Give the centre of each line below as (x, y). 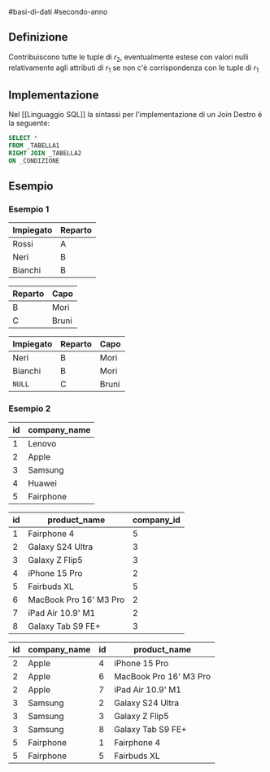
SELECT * (23, 138)
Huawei (42, 483)
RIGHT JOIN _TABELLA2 (45, 153)
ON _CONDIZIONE (34, 161)
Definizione (38, 37)
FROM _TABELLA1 (34, 146)
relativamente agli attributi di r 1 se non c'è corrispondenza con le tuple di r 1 (133, 68)
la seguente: (29, 123)
